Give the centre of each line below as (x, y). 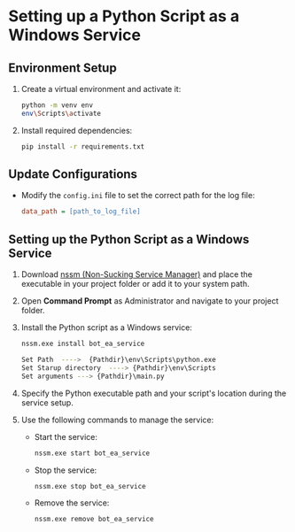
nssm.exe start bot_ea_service (92, 453)
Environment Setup (62, 68)
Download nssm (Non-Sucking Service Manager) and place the (137, 274)
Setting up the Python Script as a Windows (129, 239)
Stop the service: (66, 470)
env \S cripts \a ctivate (61, 113)
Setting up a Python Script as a (124, 16)
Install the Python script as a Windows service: (106, 328)
